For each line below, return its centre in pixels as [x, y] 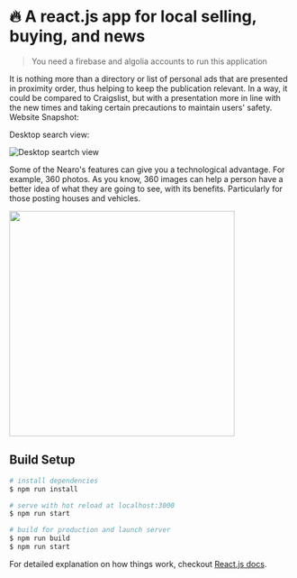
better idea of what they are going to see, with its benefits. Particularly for [146, 188]
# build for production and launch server [90, 530]
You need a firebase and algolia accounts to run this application [149, 61]
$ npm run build [40, 538]
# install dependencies [54, 481]
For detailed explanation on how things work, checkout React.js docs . [138, 564]
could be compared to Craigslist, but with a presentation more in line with [145, 97]
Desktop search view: [49, 134]
